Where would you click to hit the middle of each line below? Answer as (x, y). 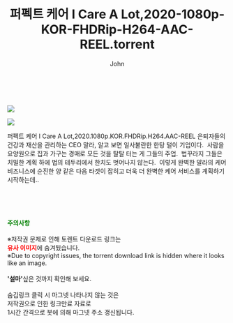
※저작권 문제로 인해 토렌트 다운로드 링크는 (64, 239)
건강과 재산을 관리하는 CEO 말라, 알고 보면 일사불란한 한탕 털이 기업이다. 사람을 (116, 144)
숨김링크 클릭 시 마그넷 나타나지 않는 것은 (63, 294)
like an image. (27, 263)
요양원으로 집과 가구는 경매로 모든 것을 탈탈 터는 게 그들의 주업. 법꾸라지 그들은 (115, 153)
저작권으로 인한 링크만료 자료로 (50, 303)
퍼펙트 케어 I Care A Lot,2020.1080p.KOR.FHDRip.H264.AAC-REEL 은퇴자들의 (116, 136)
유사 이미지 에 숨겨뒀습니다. (44, 248)
